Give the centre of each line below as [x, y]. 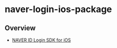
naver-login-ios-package [59, 9]
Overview [20, 28]
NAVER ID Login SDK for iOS [41, 40]
